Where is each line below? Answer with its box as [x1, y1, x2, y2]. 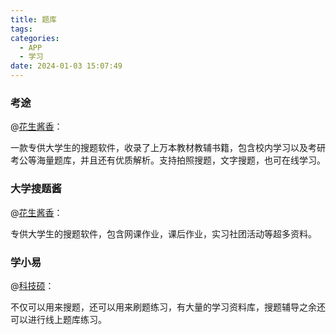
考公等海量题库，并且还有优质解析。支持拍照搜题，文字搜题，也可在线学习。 [10, 154, 326, 166]
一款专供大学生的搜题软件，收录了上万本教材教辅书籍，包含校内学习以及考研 [10, 142, 326, 154]
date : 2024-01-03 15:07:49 [10, 61, 123, 71]
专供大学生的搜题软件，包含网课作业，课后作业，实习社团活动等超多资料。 [10, 227, 317, 240]
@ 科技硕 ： [10, 279, 55, 291]
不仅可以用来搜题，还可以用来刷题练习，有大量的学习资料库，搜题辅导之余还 [10, 301, 326, 313]
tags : [10, 24, 33, 34]
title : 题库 [10, 14, 57, 25]
